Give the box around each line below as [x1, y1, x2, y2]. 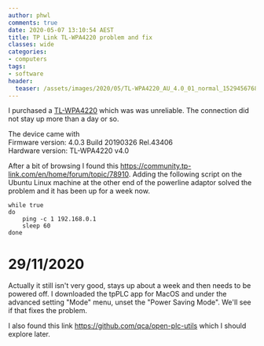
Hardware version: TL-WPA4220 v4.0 [8, 146, 130, 155]
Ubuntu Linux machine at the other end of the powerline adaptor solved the [8, 178, 252, 188]
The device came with [8, 129, 80, 139]
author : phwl [8, 11, 51, 20]
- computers [8, 56, 47, 64]
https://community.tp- [120, 162, 192, 171]
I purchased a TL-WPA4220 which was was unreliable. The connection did [8, 106, 250, 115]
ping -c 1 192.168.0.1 [22, 215, 97, 224]
